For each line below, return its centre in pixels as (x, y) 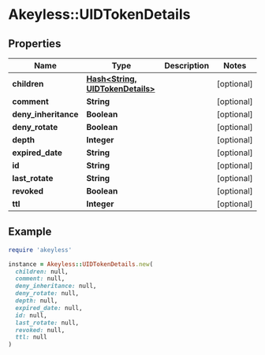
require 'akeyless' (40, 250)
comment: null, (40, 279)
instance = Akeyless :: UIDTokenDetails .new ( (81, 264)
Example (30, 232)
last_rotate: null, (47, 323)
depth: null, (37, 301)
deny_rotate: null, (47, 294)
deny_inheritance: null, (56, 286)
